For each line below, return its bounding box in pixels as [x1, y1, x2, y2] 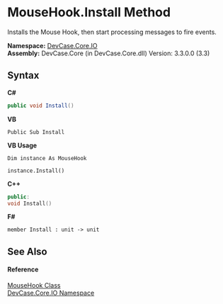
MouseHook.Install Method [7, 4, 171, 21]
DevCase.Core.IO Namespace [7, 288, 95, 297]
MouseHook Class [7, 281, 61, 289]
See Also [7, 245, 47, 257]
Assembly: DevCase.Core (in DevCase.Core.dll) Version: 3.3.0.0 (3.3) [7, 49, 210, 57]
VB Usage [7, 141, 38, 150]
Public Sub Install [7, 128, 65, 135]
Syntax [7, 69, 40, 81]
